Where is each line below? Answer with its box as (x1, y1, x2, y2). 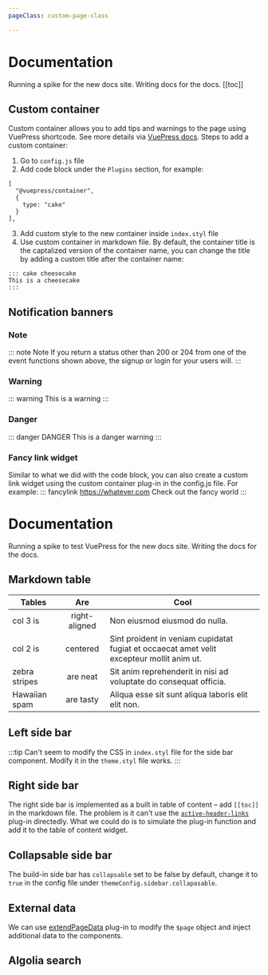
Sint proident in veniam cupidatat (109, 633, 234, 644)
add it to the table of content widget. (8, 825, 128, 835)
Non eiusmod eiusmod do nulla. (109, 615, 229, 626)
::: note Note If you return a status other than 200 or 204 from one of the (8, 348, 247, 357)
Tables (20, 596, 47, 607)
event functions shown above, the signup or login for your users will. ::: (8, 356, 242, 365)
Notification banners (8, 305, 114, 319)
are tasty (65, 693, 99, 705)
